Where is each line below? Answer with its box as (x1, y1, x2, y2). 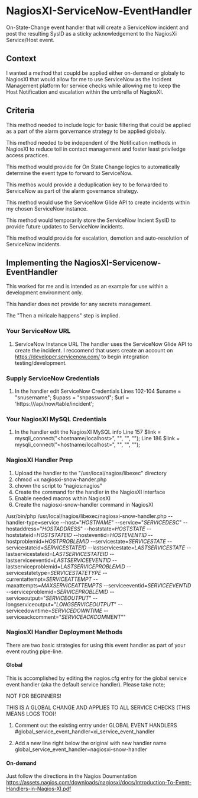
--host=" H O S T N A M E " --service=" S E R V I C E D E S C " (60, 519, 182, 526)
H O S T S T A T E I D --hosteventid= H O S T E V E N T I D (36, 531, 147, 538)
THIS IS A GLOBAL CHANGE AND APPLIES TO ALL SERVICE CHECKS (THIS (6, 704, 190, 711)
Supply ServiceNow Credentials (6, 374, 100, 382)
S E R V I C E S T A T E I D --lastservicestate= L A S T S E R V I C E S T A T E (44, 544, 185, 551)
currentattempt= (6, 576, 46, 583)
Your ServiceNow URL (6, 327, 71, 335)
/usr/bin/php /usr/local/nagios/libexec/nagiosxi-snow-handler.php (6, 512, 167, 520)
